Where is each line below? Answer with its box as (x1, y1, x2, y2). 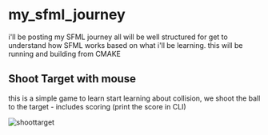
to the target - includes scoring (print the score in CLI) (8, 101, 186, 111)
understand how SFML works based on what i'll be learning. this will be (8, 40, 243, 50)
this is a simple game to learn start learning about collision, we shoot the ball (8, 93, 261, 103)
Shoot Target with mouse (8, 72, 137, 85)
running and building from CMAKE (8, 49, 122, 58)
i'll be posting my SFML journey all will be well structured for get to (8, 32, 228, 42)
